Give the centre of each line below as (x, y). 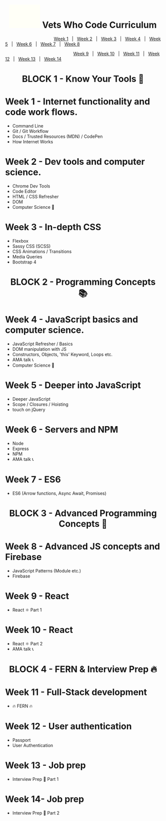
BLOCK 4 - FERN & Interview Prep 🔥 (83, 669)
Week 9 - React (37, 596)
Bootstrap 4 (24, 262)
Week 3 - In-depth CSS (53, 227)
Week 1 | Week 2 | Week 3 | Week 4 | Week (107, 39)
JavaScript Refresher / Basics (42, 344)
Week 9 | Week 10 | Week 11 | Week (117, 54)
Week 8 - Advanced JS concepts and (83, 546)
